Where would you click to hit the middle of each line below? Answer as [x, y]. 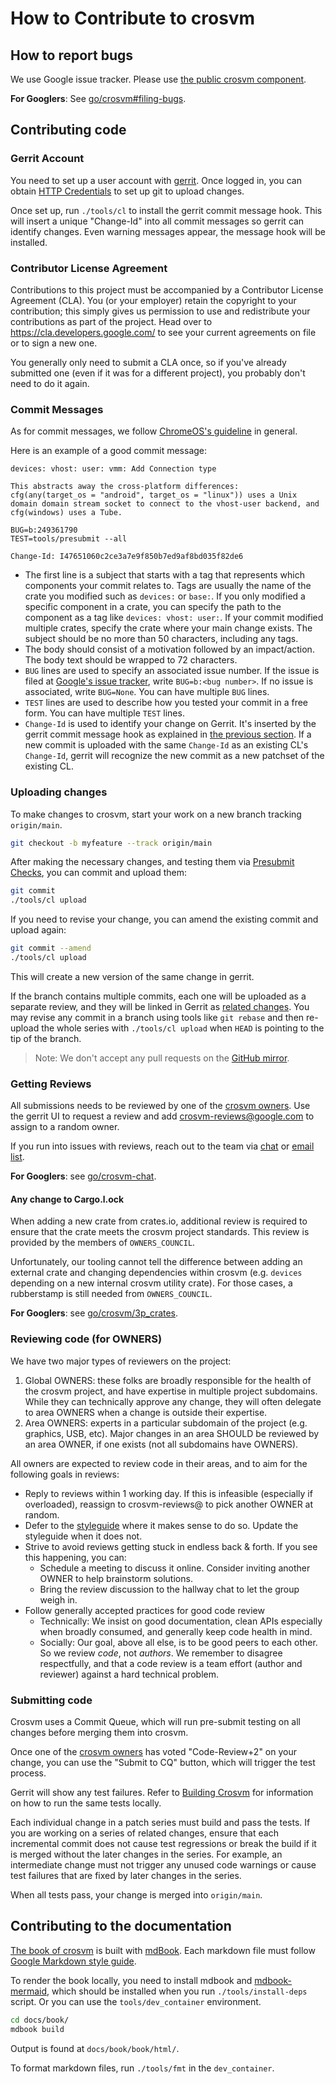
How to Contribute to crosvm [133, 18]
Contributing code [68, 130]
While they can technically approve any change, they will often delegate [173, 1401]
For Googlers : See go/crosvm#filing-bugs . [98, 98]
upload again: [38, 930]
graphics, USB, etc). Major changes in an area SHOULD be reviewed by [172, 1433]
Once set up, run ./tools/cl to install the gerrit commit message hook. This [166, 210]
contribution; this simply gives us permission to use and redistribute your [160, 311]
